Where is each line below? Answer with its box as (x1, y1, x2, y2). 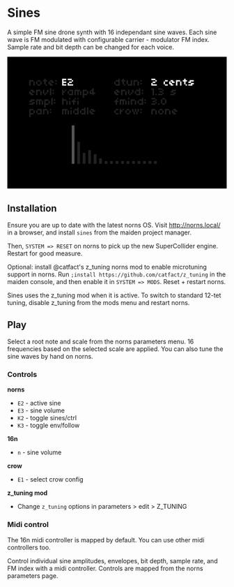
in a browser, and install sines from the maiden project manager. (7, 228, 192, 237)
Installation (7, 202, 57, 214)
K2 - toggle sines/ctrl (17, 414, 77, 422)
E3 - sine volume (17, 406, 65, 415)
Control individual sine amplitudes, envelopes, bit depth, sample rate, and (7, 556, 218, 565)
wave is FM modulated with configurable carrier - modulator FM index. (7, 35, 210, 43)
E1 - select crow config (17, 475, 84, 484)
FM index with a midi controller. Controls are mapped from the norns (7, 564, 203, 572)
